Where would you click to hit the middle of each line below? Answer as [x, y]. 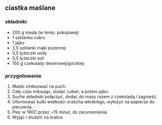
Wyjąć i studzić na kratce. [38, 117]
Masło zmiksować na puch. [39, 86]
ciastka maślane [30, 8]
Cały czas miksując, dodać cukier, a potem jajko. [61, 91]
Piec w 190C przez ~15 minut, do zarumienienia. [60, 112]
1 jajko [18, 43]
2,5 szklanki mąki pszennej [39, 47]
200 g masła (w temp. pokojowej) [45, 32]
